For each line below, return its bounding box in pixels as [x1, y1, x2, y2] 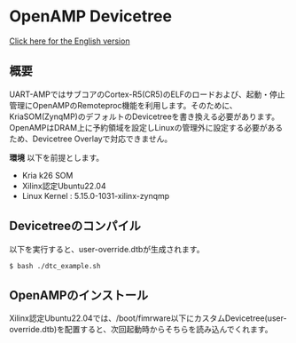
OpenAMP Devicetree [9, 6, 173, 27]
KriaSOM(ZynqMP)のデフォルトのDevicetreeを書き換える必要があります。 [9, 111, 280, 122]
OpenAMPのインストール [9, 287, 149, 303]
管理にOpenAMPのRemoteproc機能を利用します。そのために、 [9, 100, 238, 110]
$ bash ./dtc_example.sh [9, 261, 101, 270]
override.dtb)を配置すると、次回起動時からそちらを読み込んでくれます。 [9, 324, 273, 335]
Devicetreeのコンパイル [9, 219, 142, 234]
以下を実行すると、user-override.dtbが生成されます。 [9, 243, 205, 254]
